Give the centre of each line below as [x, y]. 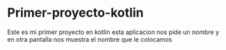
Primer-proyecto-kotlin [75, 13]
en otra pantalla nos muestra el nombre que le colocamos [90, 39]
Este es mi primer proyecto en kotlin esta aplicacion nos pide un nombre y [113, 32]
